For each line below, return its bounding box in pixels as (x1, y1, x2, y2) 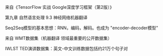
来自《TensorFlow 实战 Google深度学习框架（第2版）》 (5, 4, 114, 10)
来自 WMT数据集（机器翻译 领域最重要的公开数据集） (5, 36, 112, 41)
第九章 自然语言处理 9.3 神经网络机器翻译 (5, 15, 88, 20)
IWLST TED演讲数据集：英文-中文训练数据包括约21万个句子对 (5, 46, 128, 51)
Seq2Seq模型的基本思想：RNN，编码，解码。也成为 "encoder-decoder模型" (5, 25, 158, 31)
